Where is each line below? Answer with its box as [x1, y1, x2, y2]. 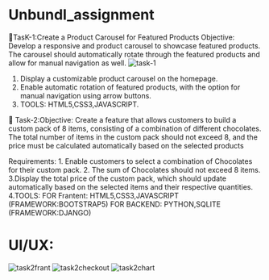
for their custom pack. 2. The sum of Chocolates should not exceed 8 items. [8, 165, 261, 174]
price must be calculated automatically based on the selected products [8, 140, 244, 150]
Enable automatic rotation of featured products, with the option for [19, 82, 241, 92]
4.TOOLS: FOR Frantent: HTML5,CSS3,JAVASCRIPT [8, 190, 180, 200]
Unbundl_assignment [8, 6, 155, 24]
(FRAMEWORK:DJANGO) [8, 207, 92, 217]
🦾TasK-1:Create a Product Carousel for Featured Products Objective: [8, 32, 235, 42]
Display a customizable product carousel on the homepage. [19, 73, 218, 83]
